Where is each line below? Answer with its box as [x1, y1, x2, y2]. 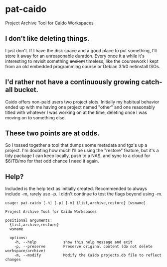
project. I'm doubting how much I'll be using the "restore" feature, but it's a [5, 148, 159, 154]
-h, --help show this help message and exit [14, 240, 133, 245]
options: [9, 235, 28, 241]
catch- [141, 78, 163, 87]
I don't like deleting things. [5, 34, 90, 43]
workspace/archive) [5, 249, 46, 254]
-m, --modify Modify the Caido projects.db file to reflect [14, 253, 162, 258]
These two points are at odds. [5, 129, 100, 137]
